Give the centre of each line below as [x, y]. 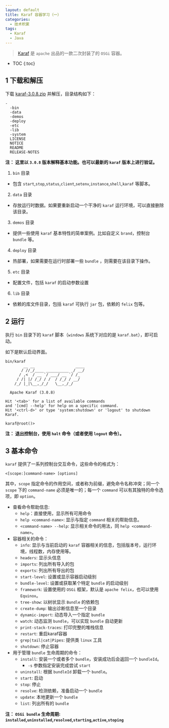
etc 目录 [21, 272]
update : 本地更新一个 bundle [49, 697]
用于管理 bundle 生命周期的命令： [47, 653]
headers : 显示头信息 [40, 558]
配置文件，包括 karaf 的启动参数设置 [51, 282]
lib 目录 [21, 293]
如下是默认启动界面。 [27, 352]
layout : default [22, 10]
